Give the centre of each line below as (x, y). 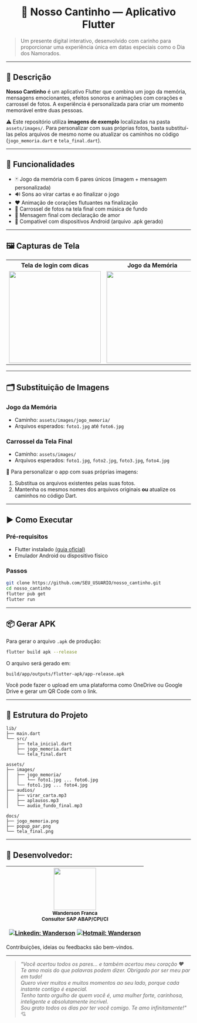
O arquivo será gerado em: (38, 663)
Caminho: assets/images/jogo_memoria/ (62, 420)
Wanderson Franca (75, 913)
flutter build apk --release (42, 652)
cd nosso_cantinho (28, 589)
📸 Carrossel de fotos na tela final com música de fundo (81, 209)
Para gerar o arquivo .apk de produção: (54, 641)
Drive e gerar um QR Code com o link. (52, 691)
